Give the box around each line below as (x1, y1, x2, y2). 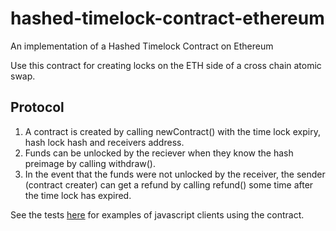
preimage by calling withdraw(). (24, 157, 156, 169)
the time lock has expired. (24, 189, 132, 201)
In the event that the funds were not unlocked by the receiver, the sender (24, 168, 326, 180)
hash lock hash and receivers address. (24, 136, 185, 148)
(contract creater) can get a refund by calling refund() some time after (24, 178, 314, 191)
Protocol (10, 99, 65, 116)
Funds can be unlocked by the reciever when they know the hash (24, 147, 294, 159)
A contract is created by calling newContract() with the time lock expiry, (24, 125, 321, 137)
